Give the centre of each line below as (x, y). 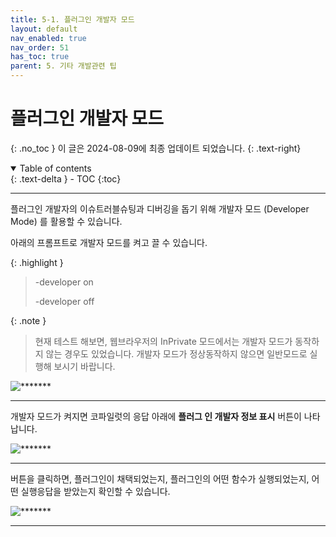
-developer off (64, 301)
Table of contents (55, 168)
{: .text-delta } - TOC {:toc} (66, 178)
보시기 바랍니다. (84, 366)
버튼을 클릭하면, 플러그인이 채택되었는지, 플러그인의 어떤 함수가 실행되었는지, (160, 478)
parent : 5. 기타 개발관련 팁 (63, 66)
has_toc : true (40, 57)
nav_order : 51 (40, 47)
